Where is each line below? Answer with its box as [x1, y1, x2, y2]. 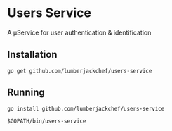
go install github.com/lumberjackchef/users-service [7, 105, 165, 112]
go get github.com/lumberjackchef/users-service [7, 67, 152, 75]
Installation [7, 49, 58, 61]
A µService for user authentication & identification [7, 28, 152, 37]
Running [7, 87, 46, 99]
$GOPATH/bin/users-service [7, 118, 86, 125]
